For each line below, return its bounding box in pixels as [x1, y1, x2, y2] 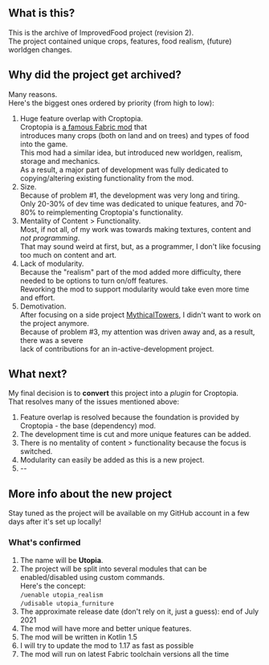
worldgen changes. [8, 44, 72, 55]
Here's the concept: [19, 581, 86, 590]
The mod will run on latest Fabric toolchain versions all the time [19, 649, 230, 659]
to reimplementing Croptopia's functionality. [37, 207, 183, 217]
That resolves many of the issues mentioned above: [8, 397, 179, 406]
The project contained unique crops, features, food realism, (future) [8, 36, 232, 46]
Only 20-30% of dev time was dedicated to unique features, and [19, 198, 234, 208]
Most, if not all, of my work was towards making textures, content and [19, 224, 251, 234]
